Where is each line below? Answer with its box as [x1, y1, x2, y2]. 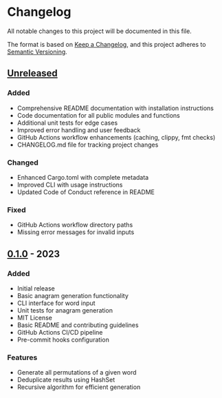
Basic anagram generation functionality [16, 291, 129, 300]
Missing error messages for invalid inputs [16, 228, 135, 236]
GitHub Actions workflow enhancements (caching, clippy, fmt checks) [16, 133, 216, 141]
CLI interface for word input [16, 299, 96, 307]
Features [7, 353, 38, 362]
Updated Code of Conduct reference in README [16, 187, 155, 196]
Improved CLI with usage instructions [16, 180, 123, 189]
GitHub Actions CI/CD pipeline [16, 328, 103, 336]
